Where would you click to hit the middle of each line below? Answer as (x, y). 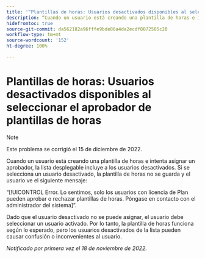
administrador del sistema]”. (41, 205)
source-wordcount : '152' (38, 40)
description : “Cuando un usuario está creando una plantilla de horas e (101, 18)
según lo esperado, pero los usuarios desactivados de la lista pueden (94, 230)
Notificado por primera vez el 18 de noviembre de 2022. (77, 248)
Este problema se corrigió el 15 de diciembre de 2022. (74, 149)
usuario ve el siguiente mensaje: (47, 180)
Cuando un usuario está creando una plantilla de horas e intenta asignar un (101, 161)
